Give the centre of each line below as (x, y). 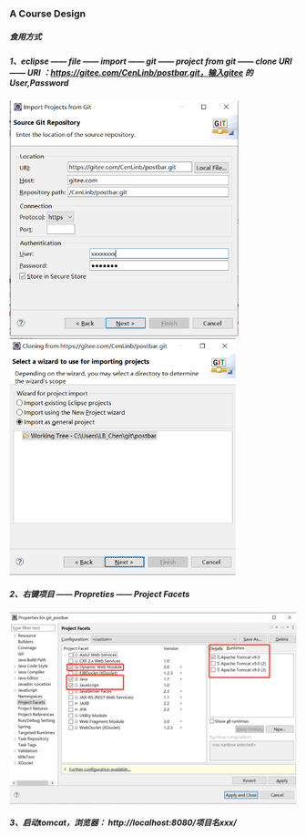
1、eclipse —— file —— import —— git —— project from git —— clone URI (151, 61)
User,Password (39, 83)
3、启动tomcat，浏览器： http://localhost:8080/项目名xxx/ (123, 822)
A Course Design (48, 14)
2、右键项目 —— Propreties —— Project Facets (100, 594)
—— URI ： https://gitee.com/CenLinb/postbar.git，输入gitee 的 (131, 72)
